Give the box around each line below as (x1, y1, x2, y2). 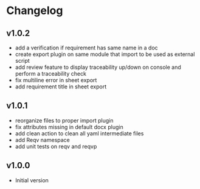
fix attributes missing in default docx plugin (15, 123, 123, 130)
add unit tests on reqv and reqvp (15, 143, 97, 150)
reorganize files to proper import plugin (15, 116, 114, 124)
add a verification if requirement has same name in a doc (15, 44, 158, 51)
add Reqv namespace (15, 136, 70, 143)
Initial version (15, 176, 49, 184)
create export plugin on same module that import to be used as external (15, 51, 195, 58)
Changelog (6, 4, 63, 18)
